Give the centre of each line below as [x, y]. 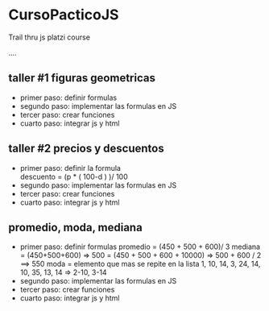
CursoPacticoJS [64, 15]
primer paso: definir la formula [70, 168]
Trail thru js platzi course [50, 37]
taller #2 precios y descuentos [86, 149]
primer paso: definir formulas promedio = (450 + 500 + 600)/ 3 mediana [140, 247]
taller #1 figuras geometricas [82, 78]
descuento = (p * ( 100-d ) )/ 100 [74, 176]
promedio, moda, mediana [75, 227]
